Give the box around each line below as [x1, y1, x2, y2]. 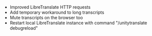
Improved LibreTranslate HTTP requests [9, 4, 91, 10]
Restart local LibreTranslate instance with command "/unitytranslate [9, 20, 148, 26]
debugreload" [9, 25, 38, 31]
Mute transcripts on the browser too [9, 15, 83, 20]
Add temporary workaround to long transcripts [9, 9, 104, 15]
